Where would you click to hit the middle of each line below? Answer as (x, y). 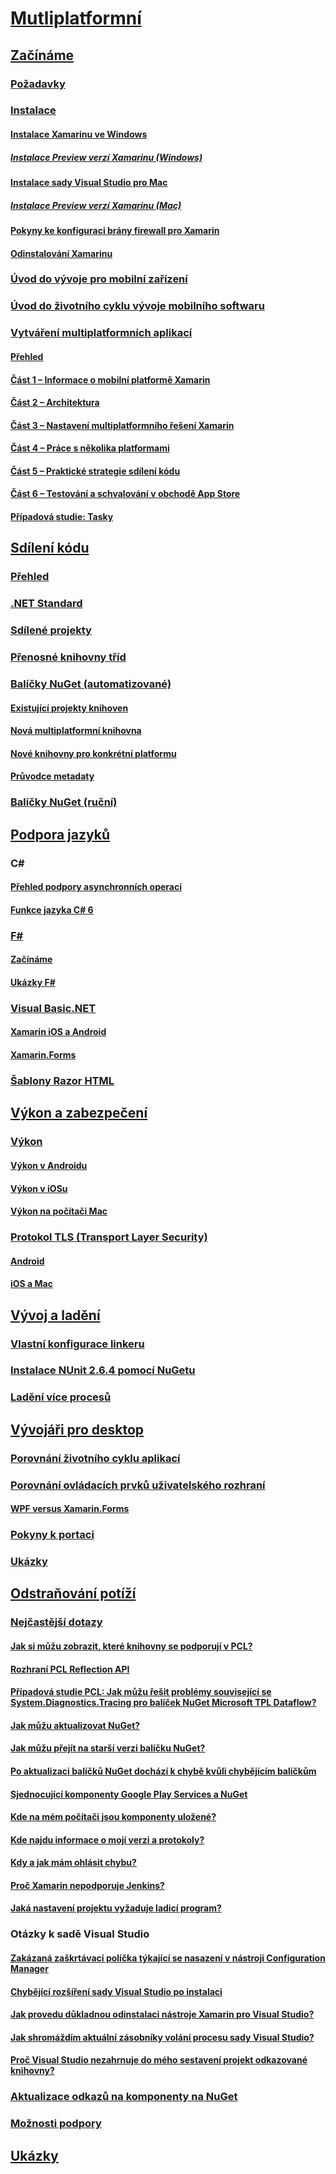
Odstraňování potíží (73, 1593)
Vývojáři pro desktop (77, 1429)
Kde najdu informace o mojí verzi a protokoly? (107, 1839)
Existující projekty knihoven (69, 708)
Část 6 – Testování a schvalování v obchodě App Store (125, 494)
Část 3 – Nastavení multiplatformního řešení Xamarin (122, 425)
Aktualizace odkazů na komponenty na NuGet (124, 2097)
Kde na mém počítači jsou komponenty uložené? (113, 1817)
